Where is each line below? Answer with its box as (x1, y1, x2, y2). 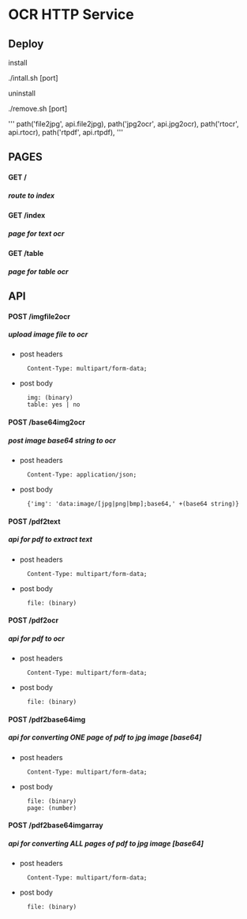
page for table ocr (8, 266, 69, 276)
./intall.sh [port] (8, 73, 58, 82)
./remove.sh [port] (8, 104, 68, 113)
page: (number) (27, 804, 77, 812)
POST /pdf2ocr (8, 616, 59, 625)
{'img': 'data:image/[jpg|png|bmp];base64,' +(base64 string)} (27, 500, 239, 508)
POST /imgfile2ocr (8, 311, 71, 321)
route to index (8, 190, 55, 200)
